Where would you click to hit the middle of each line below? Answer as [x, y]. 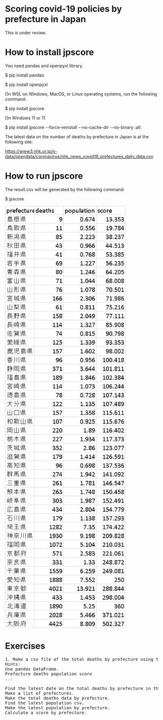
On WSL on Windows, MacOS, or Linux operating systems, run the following [81, 94]
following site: [19, 142]
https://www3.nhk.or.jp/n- [31, 151]
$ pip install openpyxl [26, 84]
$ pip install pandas [25, 75]
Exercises [25, 646]
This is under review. [26, 33]
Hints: [13, 664]
